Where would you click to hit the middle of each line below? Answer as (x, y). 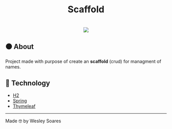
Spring (20, 101)
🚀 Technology (28, 83)
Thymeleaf (24, 106)
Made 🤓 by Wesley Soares (33, 121)
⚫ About (20, 46)
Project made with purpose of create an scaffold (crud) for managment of (83, 61)
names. (13, 67)
